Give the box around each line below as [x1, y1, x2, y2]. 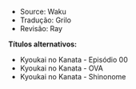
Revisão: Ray [19, 24, 62, 33]
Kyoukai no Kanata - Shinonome [19, 72, 126, 81]
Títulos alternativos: [8, 39, 78, 49]
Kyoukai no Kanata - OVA [19, 63, 104, 73]
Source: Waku [19, 7, 66, 16]
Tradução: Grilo [19, 15, 72, 25]
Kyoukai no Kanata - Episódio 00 [19, 55, 128, 64]
